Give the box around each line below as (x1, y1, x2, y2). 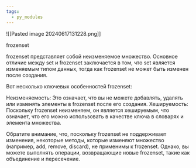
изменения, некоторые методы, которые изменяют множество (6, 136, 165, 143)
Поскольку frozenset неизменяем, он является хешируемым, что (6, 107, 170, 114)
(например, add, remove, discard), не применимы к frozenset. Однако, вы (6, 143, 189, 150)
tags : (6, 8, 19, 15)
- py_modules (11, 14, 43, 20)
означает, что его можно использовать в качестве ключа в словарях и (6, 112, 184, 120)
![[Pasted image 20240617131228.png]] (6, 30, 101, 37)
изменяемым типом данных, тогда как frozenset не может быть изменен (6, 65, 189, 72)
